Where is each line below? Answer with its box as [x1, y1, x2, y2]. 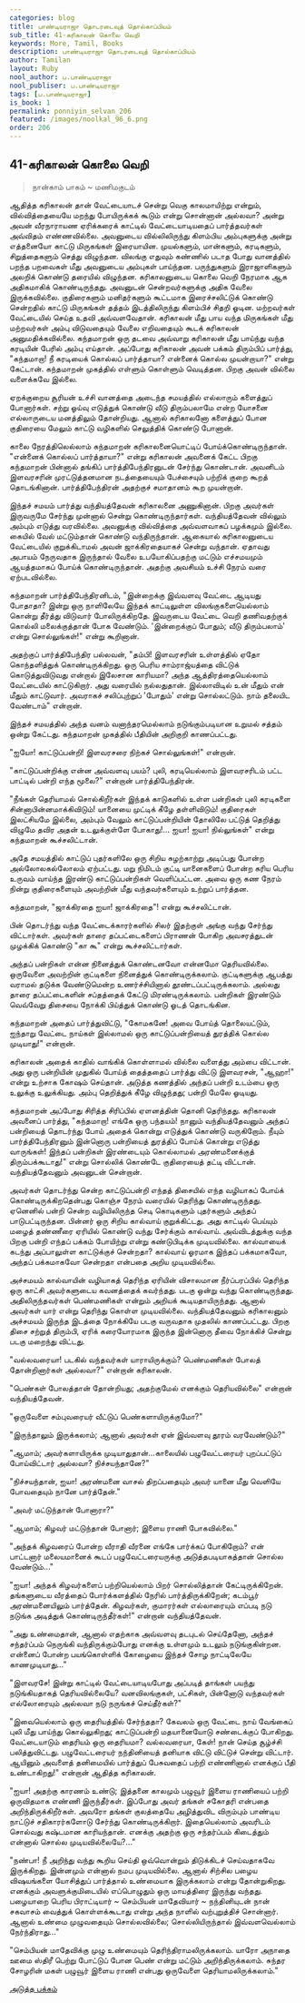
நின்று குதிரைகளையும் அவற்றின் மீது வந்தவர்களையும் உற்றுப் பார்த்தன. [9, 883, 250, 894]
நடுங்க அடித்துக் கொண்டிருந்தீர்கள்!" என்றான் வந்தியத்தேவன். [9, 1610, 222, 1621]
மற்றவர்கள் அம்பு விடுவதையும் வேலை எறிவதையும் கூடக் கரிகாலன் [9, 322, 240, 333]
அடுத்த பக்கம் [9, 1983, 57, 1994]
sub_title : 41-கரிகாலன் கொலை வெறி [9, 30, 141, 39]
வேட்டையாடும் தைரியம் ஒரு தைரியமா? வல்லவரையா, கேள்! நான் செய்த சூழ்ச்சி [9, 1735, 282, 1747]
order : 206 [9, 124, 51, 133]
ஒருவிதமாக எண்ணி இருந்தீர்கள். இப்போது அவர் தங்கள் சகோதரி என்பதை [9, 1795, 270, 1806]
